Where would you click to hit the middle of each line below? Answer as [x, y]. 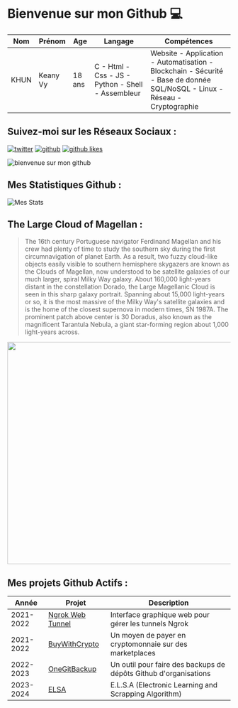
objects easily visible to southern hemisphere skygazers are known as [127, 264]
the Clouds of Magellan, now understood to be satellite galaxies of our [127, 272]
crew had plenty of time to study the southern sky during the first [120, 249]
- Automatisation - [182, 62]
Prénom [52, 41]
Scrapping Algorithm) [146, 694]
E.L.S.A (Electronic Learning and [164, 685]
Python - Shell [119, 84]
